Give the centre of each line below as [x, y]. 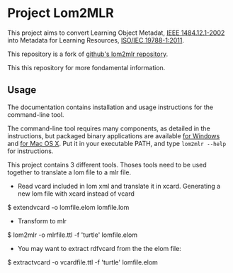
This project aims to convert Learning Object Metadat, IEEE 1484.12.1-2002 [116, 33]
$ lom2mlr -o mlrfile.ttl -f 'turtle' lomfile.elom [73, 235]
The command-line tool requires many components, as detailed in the [109, 128]
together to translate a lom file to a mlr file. [69, 172]
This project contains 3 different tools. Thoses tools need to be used [107, 165]
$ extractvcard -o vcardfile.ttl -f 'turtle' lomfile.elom [83, 262]
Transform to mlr [42, 221]
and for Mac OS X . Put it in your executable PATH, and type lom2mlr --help [117, 143]
